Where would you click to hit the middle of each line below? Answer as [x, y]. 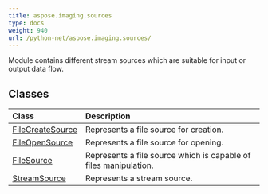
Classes [29, 93]
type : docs [26, 23]
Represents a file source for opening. [154, 142]
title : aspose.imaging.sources [60, 16]
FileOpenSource [43, 142]
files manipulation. [119, 165]
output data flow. [36, 69]
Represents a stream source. [139, 178]
